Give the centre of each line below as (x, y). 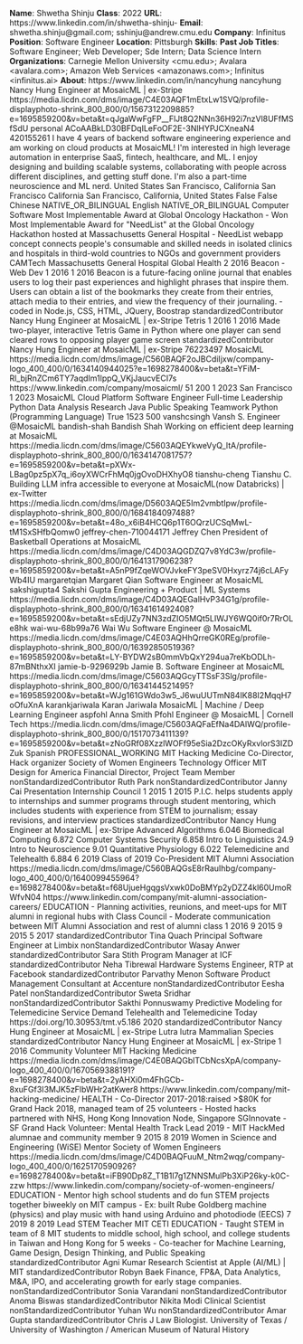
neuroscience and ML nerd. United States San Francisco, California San (142, 186)
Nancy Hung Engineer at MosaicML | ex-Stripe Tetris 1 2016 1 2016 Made (145, 321)
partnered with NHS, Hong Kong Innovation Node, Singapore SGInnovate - (148, 1118)
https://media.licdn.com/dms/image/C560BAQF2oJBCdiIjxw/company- (142, 359)
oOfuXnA (27, 705)
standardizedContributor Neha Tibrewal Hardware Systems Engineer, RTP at (151, 964)
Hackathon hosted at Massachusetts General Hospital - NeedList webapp (147, 234)
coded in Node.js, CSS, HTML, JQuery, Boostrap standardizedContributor (147, 311)
